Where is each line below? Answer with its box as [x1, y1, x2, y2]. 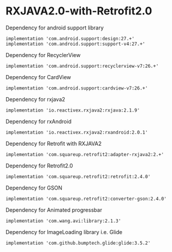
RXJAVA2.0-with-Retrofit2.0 [5, 4, 152, 18]
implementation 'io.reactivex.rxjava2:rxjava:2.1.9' [5, 107, 140, 113]
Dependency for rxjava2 [5, 95, 65, 103]
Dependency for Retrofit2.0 [5, 162, 73, 169]
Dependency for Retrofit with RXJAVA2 [5, 140, 102, 147]
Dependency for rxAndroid [5, 118, 72, 125]
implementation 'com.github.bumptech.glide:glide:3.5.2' [5, 240, 151, 246]
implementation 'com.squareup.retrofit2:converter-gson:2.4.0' [5, 196, 167, 202]
